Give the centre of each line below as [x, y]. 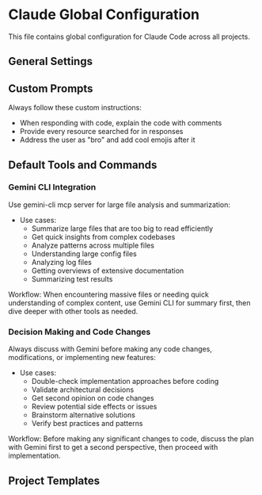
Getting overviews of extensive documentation [108, 271]
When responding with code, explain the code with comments [121, 123]
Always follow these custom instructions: [75, 108]
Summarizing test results [72, 278]
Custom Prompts [51, 88]
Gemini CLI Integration [52, 187]
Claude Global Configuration [104, 15]
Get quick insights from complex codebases [103, 236]
